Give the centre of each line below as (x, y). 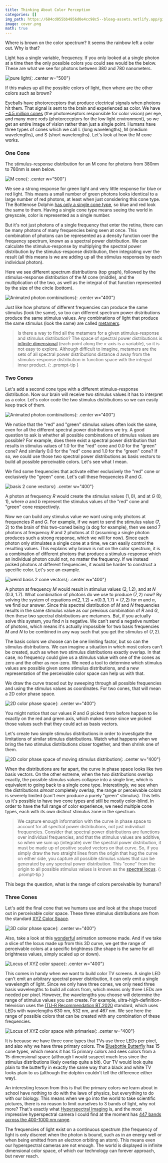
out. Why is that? (22, 48)
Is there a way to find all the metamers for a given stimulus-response (88, 333)
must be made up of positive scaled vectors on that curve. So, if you (88, 848)
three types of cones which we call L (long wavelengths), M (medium (76, 130)
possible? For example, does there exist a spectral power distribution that (81, 440)
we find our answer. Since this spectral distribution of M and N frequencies (82, 605)
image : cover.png (23, 24)
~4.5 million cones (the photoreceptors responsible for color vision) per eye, (84, 114)
